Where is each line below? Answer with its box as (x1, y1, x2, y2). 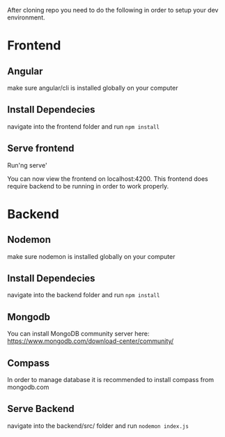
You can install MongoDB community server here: (7, 330, 150, 338)
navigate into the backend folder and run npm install (7, 291, 160, 299)
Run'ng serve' (7, 161, 47, 169)
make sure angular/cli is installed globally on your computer (7, 84, 178, 92)
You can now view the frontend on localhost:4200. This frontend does (7, 174, 208, 183)
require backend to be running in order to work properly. (7, 182, 169, 190)
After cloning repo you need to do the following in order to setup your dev (7, 6, 219, 14)
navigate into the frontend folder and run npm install (7, 122, 160, 131)
